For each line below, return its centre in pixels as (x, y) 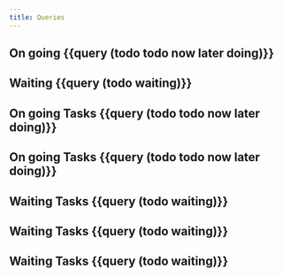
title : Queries (37, 17)
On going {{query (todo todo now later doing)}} (141, 54)
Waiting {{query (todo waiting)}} (101, 84)
